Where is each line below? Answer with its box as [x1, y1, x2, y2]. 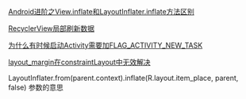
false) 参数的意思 [8, 82, 63, 92]
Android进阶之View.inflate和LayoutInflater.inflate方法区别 [8, 7, 194, 16]
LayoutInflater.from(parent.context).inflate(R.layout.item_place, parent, [8, 74, 239, 82]
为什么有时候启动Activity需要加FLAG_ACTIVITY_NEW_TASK [8, 40, 203, 50]
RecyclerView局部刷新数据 [8, 24, 95, 33]
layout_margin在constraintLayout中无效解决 [8, 58, 151, 67]
